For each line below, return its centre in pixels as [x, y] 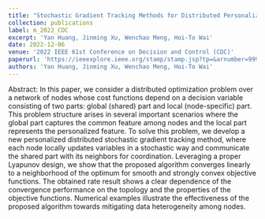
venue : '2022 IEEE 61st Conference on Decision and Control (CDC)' [121, 52]
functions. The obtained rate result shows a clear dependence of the [120, 181]
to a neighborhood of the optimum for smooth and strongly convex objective [132, 173]
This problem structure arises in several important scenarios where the [123, 114]
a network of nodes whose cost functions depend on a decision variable [126, 97]
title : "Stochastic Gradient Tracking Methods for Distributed [114, 15]
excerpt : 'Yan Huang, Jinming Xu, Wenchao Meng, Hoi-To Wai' [111, 37]
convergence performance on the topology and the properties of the [119, 189]
